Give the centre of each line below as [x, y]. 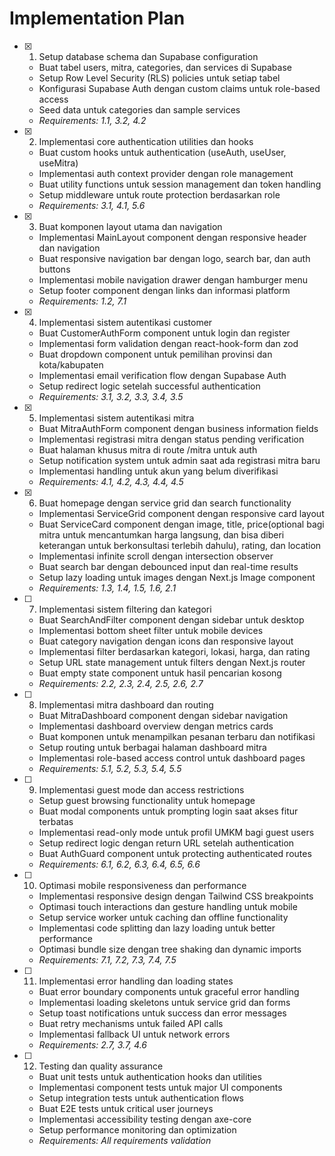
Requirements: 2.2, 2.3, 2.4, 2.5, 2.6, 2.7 [121, 683]
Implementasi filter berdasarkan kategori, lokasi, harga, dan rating [174, 651]
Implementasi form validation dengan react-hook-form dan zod [168, 343]
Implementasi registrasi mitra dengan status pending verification [171, 439]
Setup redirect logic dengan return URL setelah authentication [166, 843]
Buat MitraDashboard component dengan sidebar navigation [163, 715]
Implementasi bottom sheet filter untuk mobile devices [151, 630]
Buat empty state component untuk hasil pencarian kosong [160, 673]
